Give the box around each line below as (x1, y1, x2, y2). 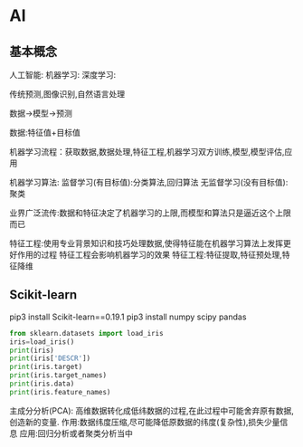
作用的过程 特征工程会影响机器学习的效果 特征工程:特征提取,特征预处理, (16, 250, 282, 260)
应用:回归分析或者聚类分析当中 (19, 427, 133, 439)
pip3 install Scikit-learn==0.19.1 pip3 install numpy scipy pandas (9, 311, 247, 322)
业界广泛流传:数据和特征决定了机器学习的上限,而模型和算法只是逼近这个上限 (9, 207, 292, 218)
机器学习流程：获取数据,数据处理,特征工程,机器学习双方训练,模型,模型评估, (9, 147, 285, 157)
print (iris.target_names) (9, 371, 107, 380)
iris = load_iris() (9, 337, 75, 347)
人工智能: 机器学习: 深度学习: (9, 70, 116, 80)
